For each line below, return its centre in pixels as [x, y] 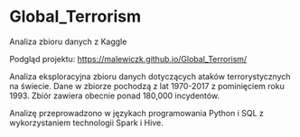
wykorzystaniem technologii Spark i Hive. [87, 123]
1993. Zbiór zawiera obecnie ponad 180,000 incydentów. [114, 96]
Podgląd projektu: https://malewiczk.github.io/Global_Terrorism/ [128, 59]
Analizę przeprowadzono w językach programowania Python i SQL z [137, 113]
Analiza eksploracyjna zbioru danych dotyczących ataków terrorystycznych [150, 76]
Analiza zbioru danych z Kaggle [68, 41]
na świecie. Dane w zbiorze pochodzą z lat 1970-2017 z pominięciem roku [147, 86]
